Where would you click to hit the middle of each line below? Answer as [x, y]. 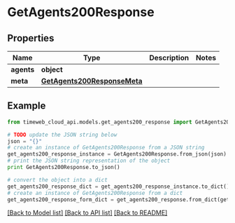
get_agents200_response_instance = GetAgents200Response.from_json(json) [117, 154]
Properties [31, 38]
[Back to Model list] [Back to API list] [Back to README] [87, 213]
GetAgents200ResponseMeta [92, 81]
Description [169, 58]
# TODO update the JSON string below [62, 135]
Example [27, 106]
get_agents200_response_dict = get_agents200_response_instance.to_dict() [119, 187]
